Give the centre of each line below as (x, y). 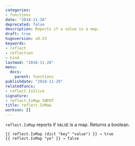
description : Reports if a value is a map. (53, 29)
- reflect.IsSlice (25, 91)
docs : (16, 72)
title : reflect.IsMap (28, 106)
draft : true (18, 34)
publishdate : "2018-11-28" (34, 81)
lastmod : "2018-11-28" (30, 62)
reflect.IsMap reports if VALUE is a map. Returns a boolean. (67, 124)
